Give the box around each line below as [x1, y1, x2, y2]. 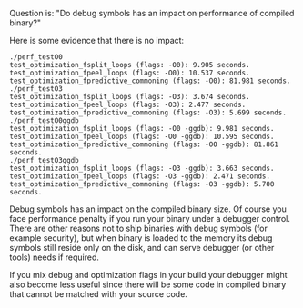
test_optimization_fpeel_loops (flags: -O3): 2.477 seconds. [9, 100, 247, 109]
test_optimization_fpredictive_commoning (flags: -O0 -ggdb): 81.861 [9, 140, 279, 149]
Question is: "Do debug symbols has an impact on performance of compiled [9, 8, 295, 18]
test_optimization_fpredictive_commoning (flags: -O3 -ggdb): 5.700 [9, 180, 275, 189]
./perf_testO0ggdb [9, 116, 79, 125]
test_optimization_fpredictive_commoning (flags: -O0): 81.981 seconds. [9, 76, 291, 85]
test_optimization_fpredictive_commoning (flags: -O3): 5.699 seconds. [9, 108, 287, 117]
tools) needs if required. [9, 252, 100, 263]
